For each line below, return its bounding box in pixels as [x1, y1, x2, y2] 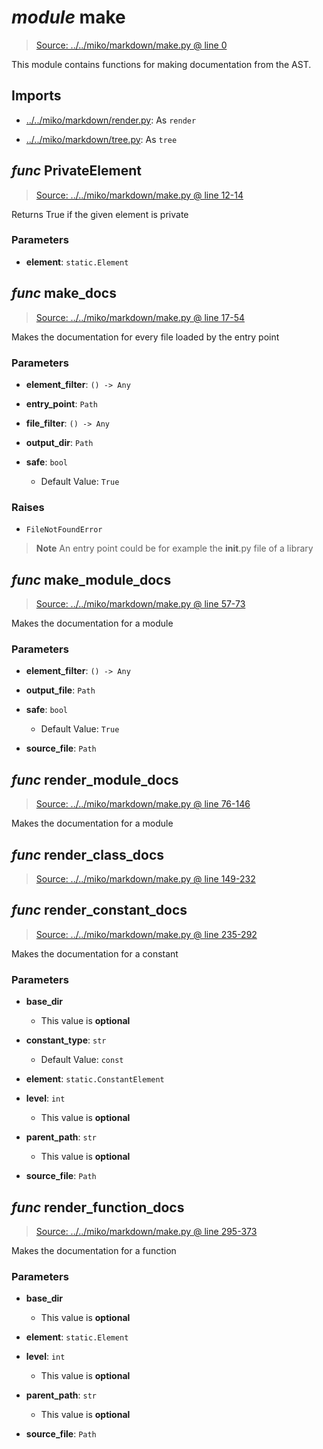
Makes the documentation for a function [11, 1244, 177, 1256]
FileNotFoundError [25, 525, 103, 535]
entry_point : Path [25, 397, 99, 410]
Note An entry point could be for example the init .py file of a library [35, 542, 314, 555]
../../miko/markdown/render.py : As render [25, 114, 197, 126]
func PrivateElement [11, 162, 143, 180]
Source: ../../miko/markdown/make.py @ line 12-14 [35, 189, 244, 201]
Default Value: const [40, 1054, 124, 1066]
